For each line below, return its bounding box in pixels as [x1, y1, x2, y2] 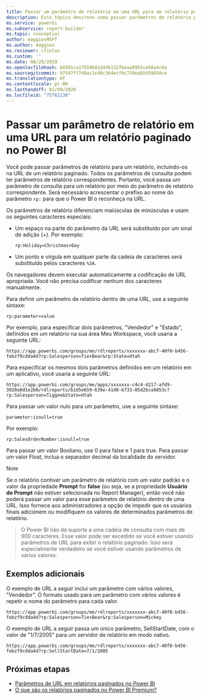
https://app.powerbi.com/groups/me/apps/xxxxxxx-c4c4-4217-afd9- [6, 381, 172, 388]
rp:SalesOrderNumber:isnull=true [6, 436, 90, 442]
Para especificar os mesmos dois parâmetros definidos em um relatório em [6, 363, 191, 371]
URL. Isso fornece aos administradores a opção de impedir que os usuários [6, 502, 192, 509]
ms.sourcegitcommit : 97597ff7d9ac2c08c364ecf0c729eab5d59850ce [6, 70, 167, 76]
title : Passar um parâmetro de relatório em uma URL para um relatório [6, 8, 188, 15]
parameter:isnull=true [6, 414, 63, 420]
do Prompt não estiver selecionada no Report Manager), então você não [6, 489, 185, 496]
